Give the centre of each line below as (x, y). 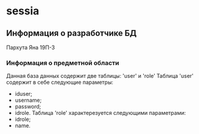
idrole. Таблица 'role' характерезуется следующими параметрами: (100, 113)
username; (28, 100)
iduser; (24, 94)
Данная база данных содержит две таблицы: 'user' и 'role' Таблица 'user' (100, 76)
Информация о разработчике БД (71, 33)
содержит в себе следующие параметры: (60, 83)
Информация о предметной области (63, 63)
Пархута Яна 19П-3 (31, 47)
